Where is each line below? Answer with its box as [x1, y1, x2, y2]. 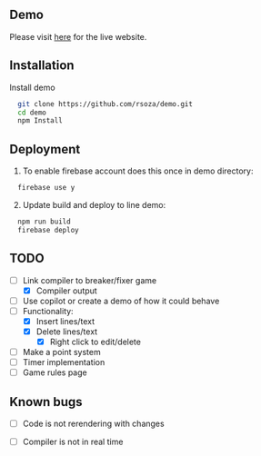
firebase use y [17, 183, 75, 193]
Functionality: [22, 305, 75, 316]
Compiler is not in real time [22, 436, 124, 447]
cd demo [17, 108, 47, 117]
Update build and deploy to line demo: [22, 199, 166, 210]
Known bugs [9, 394, 84, 410]
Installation [9, 58, 75, 74]
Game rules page [22, 367, 88, 378]
